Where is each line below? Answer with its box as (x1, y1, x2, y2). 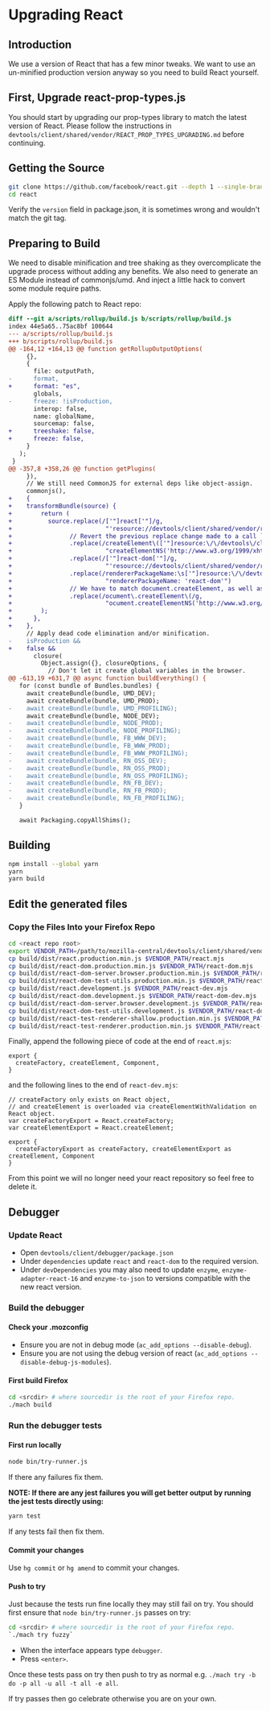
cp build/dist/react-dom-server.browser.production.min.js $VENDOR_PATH (8, 969, 257, 978)
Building (8, 839, 51, 852)
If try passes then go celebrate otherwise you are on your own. (8, 1694, 217, 1704)
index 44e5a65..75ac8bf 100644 (8, 322, 113, 331)
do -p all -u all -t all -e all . (8, 1678, 119, 1688)
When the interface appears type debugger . (19, 1646, 163, 1655)
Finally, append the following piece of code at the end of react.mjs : (8, 1037, 231, 1046)
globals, (33, 389, 63, 398)
